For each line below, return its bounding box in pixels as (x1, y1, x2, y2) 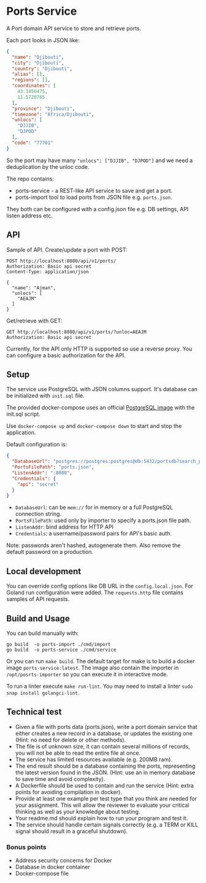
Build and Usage (6, 613, 71, 624)
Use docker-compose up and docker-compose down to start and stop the (6, 422, 182, 430)
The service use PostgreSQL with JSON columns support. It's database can (6, 386, 198, 393)
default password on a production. (6, 548, 94, 556)
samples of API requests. (6, 596, 70, 603)
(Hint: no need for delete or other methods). (15, 736, 126, 744)
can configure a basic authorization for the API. (6, 351, 126, 359)
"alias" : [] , (12, 71, 45, 77)
